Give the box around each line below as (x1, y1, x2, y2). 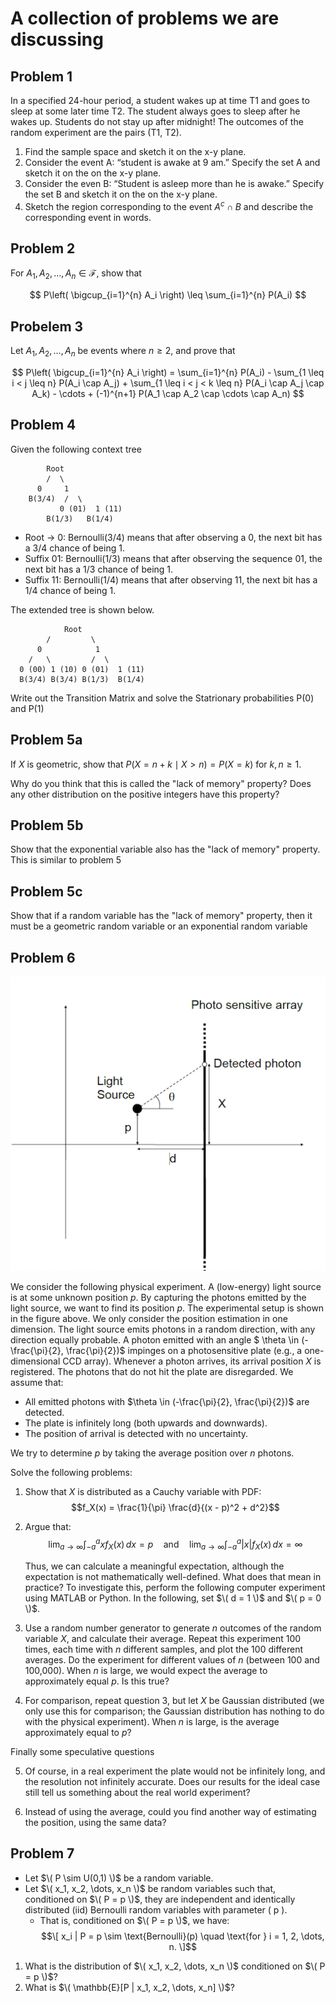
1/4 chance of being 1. (24, 584, 117, 596)
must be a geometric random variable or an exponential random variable (10, 920, 308, 932)
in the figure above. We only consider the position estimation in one (10, 1313, 288, 1325)
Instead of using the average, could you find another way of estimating (24, 1805, 317, 1817)
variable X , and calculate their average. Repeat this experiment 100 (24, 1632, 302, 1644)
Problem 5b (10, 817, 84, 834)
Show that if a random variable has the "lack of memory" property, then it (10, 910, 313, 922)
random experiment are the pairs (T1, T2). (10, 127, 182, 138)
